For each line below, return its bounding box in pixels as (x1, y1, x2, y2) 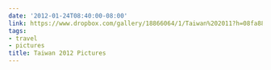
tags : (8, 27, 27, 35)
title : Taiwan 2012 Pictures (8, 49, 106, 57)
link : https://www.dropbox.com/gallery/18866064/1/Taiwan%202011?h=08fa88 (8, 19, 265, 27)
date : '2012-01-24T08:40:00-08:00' (8, 11, 128, 20)
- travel (8, 34, 38, 43)
